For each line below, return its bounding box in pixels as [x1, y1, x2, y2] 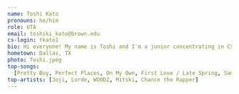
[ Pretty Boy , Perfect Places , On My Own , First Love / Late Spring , [14, 69, 221, 76]
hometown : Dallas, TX [7, 50, 72, 57]
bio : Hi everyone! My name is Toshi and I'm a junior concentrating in [7, 43, 224, 50]
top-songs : [7, 63, 40, 70]
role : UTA [7, 23, 37, 30]
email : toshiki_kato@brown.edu [7, 30, 100, 37]
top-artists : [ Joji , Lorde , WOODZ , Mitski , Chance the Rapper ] [7, 76, 199, 83]
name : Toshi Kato [7, 10, 59, 18]
